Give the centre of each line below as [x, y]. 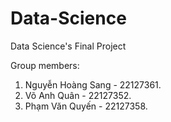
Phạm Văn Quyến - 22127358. [86, 106]
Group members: [45, 65]
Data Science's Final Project [68, 46]
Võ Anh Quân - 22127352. [78, 95]
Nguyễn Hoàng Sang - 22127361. [93, 84]
